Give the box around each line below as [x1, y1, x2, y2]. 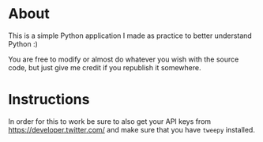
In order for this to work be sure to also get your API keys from [8, 116, 212, 126]
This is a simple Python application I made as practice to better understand [8, 31, 253, 40]
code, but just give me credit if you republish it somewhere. [8, 62, 201, 72]
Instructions [8, 91, 90, 109]
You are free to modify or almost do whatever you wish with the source [8, 54, 239, 64]
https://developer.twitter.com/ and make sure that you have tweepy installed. [8, 125, 255, 134]
